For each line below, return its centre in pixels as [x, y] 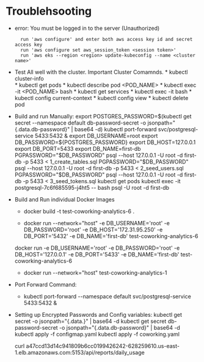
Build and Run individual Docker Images [64, 199]
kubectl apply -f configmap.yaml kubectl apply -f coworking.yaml [97, 334]
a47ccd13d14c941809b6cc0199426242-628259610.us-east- [103, 346]
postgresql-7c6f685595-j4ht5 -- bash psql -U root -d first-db [92, 187]
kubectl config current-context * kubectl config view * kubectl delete [101, 98]
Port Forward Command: [46, 284]
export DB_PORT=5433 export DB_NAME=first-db [78, 148]
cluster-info [29, 78]
